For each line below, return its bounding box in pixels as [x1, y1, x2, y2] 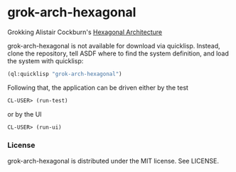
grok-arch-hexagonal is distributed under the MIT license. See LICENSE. [7, 156, 219, 165]
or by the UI [7, 109, 42, 118]
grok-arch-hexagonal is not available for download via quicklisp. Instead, [7, 41, 220, 50]
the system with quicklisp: [7, 56, 84, 65]
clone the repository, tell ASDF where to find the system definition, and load [7, 49, 230, 58]
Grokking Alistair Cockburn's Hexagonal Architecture [7, 28, 163, 36]
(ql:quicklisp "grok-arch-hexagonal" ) [7, 70, 122, 77]
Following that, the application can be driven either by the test [7, 83, 188, 92]
